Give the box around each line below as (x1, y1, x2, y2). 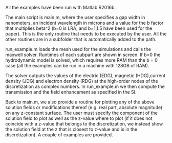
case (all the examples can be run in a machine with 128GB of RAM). (5, 63, 149, 68)
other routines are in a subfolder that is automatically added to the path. (5, 36, 157, 42)
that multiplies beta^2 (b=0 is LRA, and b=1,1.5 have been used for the (5, 25, 153, 31)
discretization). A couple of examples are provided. (5, 132, 114, 138)
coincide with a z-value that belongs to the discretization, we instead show (5, 121, 163, 127)
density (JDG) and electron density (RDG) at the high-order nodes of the (5, 78, 158, 84)
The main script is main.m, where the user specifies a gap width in (5, 14, 145, 20)
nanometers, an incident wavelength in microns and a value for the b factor (5, 20, 164, 26)
